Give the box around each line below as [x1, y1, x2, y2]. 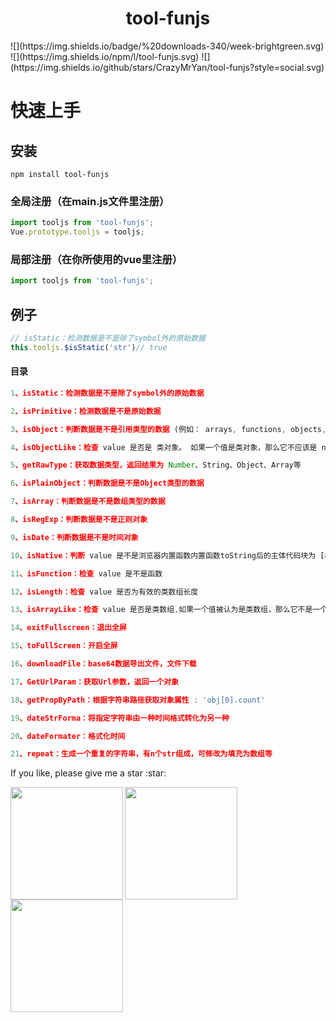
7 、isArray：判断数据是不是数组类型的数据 [10, 497, 166, 507]
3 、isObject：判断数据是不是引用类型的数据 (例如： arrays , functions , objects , [10, 424, 327, 434]
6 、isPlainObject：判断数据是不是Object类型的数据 [10, 478, 205, 489]
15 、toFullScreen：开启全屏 [10, 641, 118, 651]
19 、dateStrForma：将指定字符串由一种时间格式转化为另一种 [10, 713, 230, 723]
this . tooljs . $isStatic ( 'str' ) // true [10, 342, 168, 352]
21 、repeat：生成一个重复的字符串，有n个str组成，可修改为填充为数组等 [10, 749, 273, 759]
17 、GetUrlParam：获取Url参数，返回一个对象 [10, 677, 180, 687]
